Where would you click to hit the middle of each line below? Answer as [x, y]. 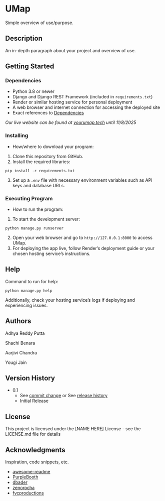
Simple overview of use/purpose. [39, 23]
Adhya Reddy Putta [25, 333]
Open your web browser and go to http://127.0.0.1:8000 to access [82, 238]
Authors [18, 321]
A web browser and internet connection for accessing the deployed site [86, 107]
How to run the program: [38, 209]
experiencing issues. [26, 305]
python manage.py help [29, 291]
